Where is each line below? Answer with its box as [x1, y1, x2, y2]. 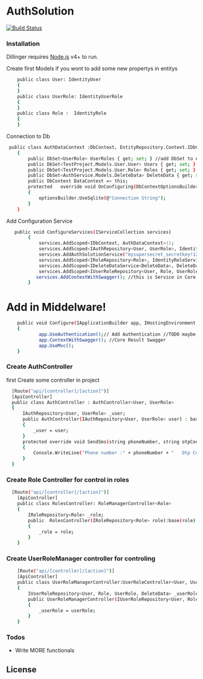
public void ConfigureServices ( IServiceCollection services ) [14, 229, 172, 235]
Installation [6, 39, 40, 48]
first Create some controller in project [6, 376, 100, 383]
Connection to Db [6, 133, 50, 140]
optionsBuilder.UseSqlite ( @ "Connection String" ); [38, 195, 166, 201]
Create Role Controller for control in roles [6, 475, 129, 484]
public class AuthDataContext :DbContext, [8, 144, 118, 151]
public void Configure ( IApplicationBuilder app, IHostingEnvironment [17, 320, 196, 326]
